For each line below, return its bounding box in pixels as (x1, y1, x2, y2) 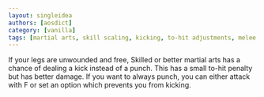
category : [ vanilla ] (8, 26, 77, 34)
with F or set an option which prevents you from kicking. (8, 80, 191, 90)
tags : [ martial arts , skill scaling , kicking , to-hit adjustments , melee (8, 33, 257, 42)
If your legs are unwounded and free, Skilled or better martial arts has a (8, 55, 241, 65)
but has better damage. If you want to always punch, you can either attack (8, 72, 251, 81)
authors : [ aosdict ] (8, 19, 73, 27)
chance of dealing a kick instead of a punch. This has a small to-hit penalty (8, 64, 253, 73)
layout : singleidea (8, 11, 73, 20)
